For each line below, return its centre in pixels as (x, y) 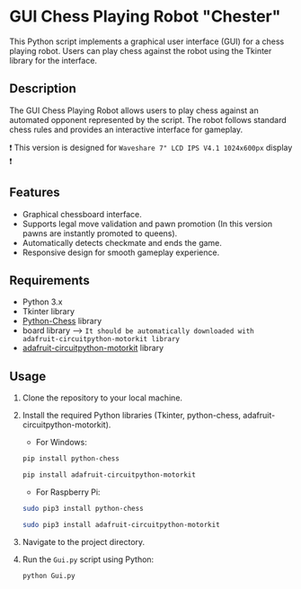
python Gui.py (49, 576)
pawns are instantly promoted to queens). (100, 233)
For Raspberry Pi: (68, 492)
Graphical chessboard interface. (82, 214)
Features (35, 193)
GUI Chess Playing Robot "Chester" (145, 17)
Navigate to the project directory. (84, 541)
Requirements (49, 280)
